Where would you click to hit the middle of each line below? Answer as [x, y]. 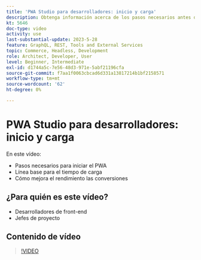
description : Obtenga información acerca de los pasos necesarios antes [99, 17]
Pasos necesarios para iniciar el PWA [61, 165]
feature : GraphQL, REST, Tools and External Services [75, 46]
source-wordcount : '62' [36, 84]
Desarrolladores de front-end [51, 211]
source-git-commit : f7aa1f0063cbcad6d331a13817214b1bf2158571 [85, 73]
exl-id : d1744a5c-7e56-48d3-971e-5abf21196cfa [65, 67]
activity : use [24, 34]
